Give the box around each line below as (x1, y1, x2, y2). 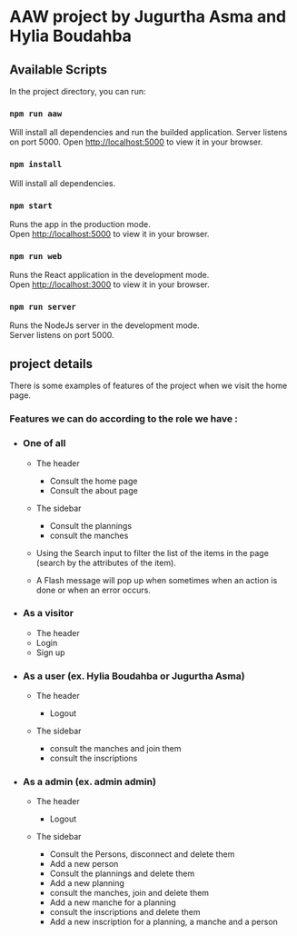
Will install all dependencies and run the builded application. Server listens (9, 127, 288, 138)
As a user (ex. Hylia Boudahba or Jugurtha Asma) (22, 670, 245, 682)
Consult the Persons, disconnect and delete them (49, 849, 235, 860)
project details (9, 356, 94, 372)
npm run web (9, 251, 63, 261)
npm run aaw (9, 108, 63, 119)
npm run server (9, 302, 77, 313)
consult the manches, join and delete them (49, 888, 210, 899)
